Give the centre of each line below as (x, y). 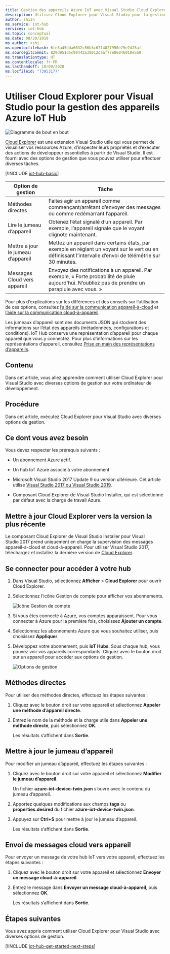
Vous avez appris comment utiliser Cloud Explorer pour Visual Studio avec (83, 931)
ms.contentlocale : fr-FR (31, 62)
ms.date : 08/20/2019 (27, 39)
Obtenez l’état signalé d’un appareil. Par (95, 221)
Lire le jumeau (25, 225)
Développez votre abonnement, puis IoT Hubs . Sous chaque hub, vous (86, 646)
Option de (26, 186)
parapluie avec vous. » (75, 289)
